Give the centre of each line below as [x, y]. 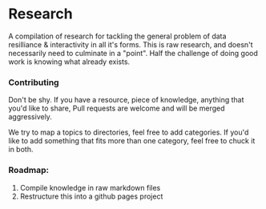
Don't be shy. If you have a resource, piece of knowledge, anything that [126, 100]
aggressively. [30, 117]
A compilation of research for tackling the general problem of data [117, 36]
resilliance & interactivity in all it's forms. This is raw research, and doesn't [131, 44]
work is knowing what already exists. [69, 62]
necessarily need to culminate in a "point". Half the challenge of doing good [133, 53]
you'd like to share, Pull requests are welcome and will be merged [117, 108]
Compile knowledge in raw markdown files [90, 187]
